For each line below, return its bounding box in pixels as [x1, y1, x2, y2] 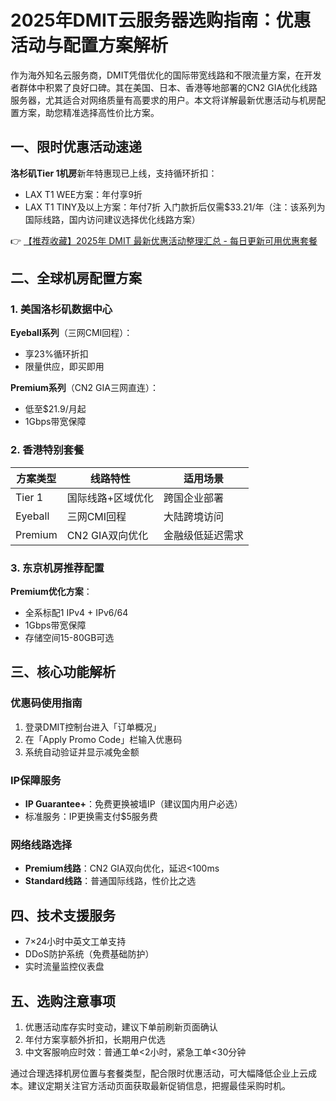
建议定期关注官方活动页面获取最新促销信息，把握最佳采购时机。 [27, 1079, 291, 1091]
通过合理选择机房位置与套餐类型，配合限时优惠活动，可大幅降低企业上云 [10, 1067, 308, 1079]
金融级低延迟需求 [163, 528, 245, 542]
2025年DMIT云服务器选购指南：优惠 [10, 9, 312, 32]
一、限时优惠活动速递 [10, 139, 142, 156]
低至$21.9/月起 [24, 403, 87, 415]
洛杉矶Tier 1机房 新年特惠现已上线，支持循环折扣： [10, 167, 218, 179]
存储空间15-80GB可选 [24, 632, 115, 644]
